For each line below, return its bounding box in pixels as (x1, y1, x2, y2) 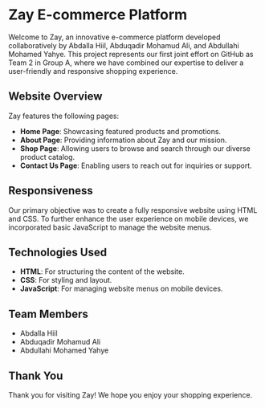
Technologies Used (8, 245, 107, 259)
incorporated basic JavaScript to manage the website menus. (8, 222, 212, 232)
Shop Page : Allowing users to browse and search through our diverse (19, 143, 251, 153)
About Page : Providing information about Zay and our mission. (19, 135, 227, 145)
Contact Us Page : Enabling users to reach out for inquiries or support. (19, 161, 253, 170)
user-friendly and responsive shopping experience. (8, 66, 178, 75)
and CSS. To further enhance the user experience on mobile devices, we (8, 214, 249, 223)
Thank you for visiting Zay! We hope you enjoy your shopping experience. (8, 390, 253, 399)
